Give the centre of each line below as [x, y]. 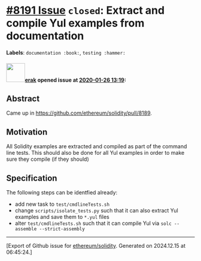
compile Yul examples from [75, 23]
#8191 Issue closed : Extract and [86, 10]
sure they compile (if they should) [48, 159]
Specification [32, 178]
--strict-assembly [62, 229]
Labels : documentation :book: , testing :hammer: [66, 52]
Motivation [27, 132]
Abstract [23, 99]
